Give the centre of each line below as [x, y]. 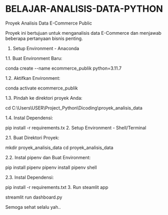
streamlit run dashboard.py [34, 197]
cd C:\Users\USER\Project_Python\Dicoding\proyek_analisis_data [74, 107]
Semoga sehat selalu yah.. [33, 207]
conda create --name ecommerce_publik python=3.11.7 [64, 68]
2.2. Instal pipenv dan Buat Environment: [48, 157]
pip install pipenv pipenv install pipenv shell [51, 167]
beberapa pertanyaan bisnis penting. [44, 38]
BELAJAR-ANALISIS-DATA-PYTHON [84, 9]
